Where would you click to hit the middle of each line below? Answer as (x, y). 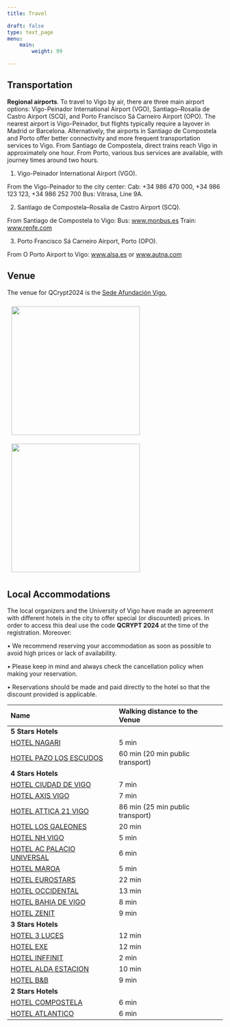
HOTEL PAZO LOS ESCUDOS (57, 758)
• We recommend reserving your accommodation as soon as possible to (109, 646)
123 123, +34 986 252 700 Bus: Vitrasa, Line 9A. (75, 193)
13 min (130, 891)
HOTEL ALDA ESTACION (50, 969)
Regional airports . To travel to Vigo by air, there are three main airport (106, 102)
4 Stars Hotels (34, 774)
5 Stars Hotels (34, 731)
